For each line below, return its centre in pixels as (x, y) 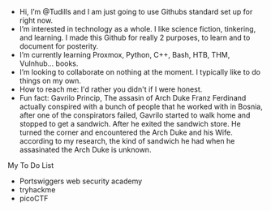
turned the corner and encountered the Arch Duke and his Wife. (126, 132)
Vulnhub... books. (49, 63)
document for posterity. (59, 46)
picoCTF (34, 198)
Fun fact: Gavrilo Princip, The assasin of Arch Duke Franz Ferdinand (133, 98)
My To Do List (31, 165)
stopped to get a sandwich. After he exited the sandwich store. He (130, 124)
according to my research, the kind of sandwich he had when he (127, 141)
